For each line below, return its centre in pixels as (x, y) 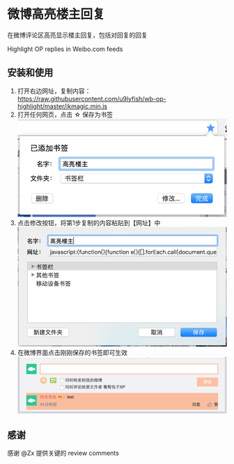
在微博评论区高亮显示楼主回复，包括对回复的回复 (77, 35)
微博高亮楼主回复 (56, 14)
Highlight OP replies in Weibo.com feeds (65, 49)
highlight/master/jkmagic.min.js (62, 106)
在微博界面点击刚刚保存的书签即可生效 (72, 352)
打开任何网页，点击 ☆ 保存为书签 (65, 114)
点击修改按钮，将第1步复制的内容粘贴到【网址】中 (89, 223)
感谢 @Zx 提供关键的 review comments (63, 453)
